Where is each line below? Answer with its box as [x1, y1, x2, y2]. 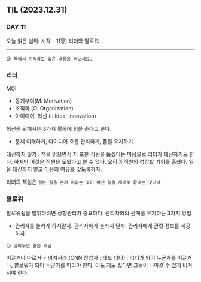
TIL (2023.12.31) [6, 5, 68, 15]
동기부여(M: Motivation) [14, 97, 72, 104]
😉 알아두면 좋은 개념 [6, 243, 52, 249]
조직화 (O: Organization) [14, 104, 74, 112]
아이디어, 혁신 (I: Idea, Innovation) [14, 112, 97, 119]
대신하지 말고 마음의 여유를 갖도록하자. [12, 165, 102, 173]
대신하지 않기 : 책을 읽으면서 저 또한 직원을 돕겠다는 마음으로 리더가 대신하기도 [6, 150, 188, 158]
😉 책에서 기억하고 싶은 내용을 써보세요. [6, 56, 93, 62]
